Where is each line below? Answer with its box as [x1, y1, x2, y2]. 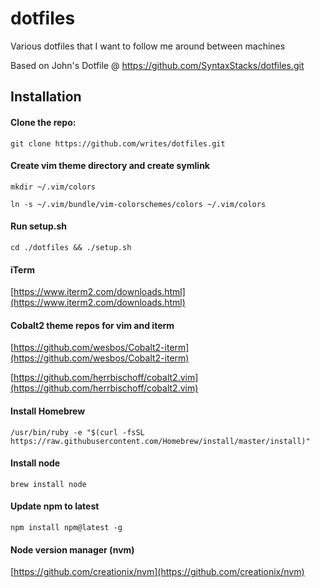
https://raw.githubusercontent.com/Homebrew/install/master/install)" [10, 436, 311, 446]
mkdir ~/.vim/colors [10, 182, 97, 192]
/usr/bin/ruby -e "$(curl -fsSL [10, 427, 145, 437]
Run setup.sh [10, 220, 68, 232]
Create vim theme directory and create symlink [10, 160, 210, 172]
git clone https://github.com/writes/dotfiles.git [10, 138, 226, 149]
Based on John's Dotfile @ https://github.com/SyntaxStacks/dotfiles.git [10, 59, 305, 71]
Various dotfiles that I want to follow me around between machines [10, 40, 286, 52]
